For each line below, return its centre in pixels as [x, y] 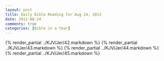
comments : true [21, 24]
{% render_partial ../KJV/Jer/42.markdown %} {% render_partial [71, 42]
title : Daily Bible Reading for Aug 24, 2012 [53, 14]
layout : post [19, 10]
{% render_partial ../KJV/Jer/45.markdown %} [52, 53]
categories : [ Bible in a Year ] [38, 28]
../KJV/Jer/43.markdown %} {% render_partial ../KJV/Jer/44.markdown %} [82, 48]
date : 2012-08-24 [23, 19]
